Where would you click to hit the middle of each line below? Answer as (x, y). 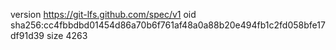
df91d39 (27, 35)
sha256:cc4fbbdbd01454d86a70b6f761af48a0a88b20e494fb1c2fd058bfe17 (168, 25)
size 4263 (67, 35)
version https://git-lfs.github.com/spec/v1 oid (103, 14)
